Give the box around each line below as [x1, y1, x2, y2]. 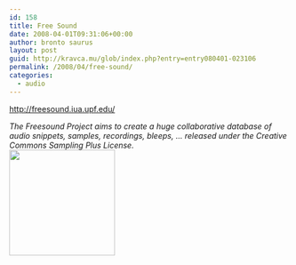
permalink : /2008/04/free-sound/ [9, 63, 133, 72]
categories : [9, 71, 53, 80]
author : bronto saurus [9, 37, 93, 47]
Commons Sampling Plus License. [9, 140, 135, 150]
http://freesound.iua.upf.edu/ [9, 103, 116, 114]
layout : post [9, 46, 58, 55]
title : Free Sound [9, 21, 77, 30]
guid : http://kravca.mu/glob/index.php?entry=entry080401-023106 [9, 54, 256, 63]
